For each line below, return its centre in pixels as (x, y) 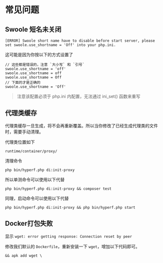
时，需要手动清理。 (24, 132)
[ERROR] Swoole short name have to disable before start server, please (80, 41)
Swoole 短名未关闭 (33, 29)
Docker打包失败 (29, 224)
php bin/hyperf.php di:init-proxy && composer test (58, 189)
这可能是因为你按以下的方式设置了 (39, 54)
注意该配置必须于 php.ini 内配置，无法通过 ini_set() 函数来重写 (79, 96)
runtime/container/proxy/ (31, 151)
